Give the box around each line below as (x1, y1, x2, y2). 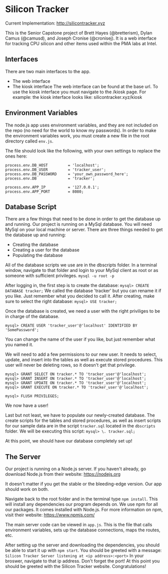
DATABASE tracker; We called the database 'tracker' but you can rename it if (5, 288, 161, 294)
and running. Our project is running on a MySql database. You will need (5, 221, 152, 227)
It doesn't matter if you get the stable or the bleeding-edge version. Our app (5, 481, 162, 487)
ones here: (5, 153, 27, 159)
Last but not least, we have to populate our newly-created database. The (5, 412, 155, 418)
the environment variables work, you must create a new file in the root (5, 132, 149, 138)
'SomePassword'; (5, 328, 39, 333)
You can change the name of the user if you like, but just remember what (5, 336, 155, 342)
